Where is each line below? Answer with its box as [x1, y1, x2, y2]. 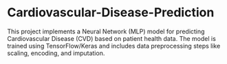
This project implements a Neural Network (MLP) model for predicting [7, 27, 205, 35]
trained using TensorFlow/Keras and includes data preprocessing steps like [7, 42, 221, 50]
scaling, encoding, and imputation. [7, 49, 105, 57]
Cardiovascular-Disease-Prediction [7, 5, 215, 20]
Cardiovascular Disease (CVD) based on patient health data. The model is [7, 34, 217, 42]
